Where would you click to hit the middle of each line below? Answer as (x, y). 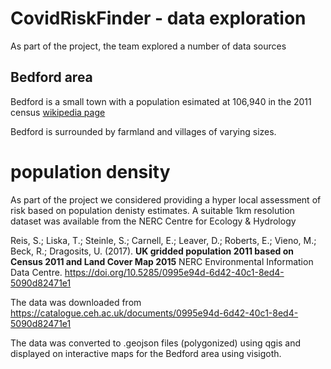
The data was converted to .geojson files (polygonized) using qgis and (156, 343)
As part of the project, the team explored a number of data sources (148, 46)
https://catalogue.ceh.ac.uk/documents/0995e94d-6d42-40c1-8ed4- (154, 313)
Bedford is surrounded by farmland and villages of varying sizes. (143, 131)
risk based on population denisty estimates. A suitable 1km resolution (152, 210)
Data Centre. (36, 272)
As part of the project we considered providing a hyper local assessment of (166, 199)
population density (90, 171)
